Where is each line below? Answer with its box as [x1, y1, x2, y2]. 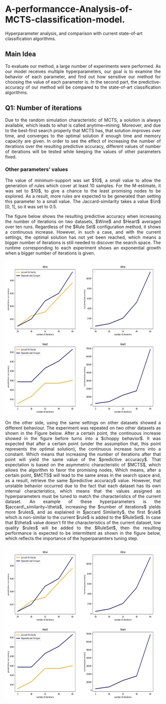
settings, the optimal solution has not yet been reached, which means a [5, 234, 161, 240]
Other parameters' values [5, 166, 68, 173]
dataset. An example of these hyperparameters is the [5, 499, 161, 504]
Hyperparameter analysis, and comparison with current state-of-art [5, 30, 143, 36]
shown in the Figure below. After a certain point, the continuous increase [5, 430, 161, 436]
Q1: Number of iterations [5, 104, 83, 112]
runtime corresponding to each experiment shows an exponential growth [5, 245, 161, 251]
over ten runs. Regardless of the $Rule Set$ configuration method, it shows [5, 224, 161, 230]
